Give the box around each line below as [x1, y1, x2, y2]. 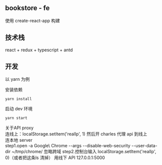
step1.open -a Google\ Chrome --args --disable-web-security [5, 143, 131, 149]
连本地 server [5, 137, 33, 143]
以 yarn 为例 [5, 76, 30, 82]
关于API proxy [5, 125, 34, 131]
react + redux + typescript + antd [5, 47, 73, 53]
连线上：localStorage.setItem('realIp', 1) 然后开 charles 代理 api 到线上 [5, 131, 147, 137]
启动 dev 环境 [5, 106, 33, 112]
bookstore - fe [5, 4, 50, 12]
